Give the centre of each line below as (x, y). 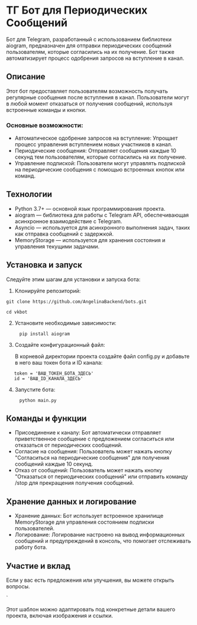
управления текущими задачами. (57, 246)
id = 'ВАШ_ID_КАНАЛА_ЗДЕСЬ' (49, 378)
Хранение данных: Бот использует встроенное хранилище (89, 516)
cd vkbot (17, 312)
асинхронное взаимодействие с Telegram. (68, 221)
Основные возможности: (45, 125)
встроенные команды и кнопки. (46, 109)
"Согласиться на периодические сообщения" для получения (92, 458)
